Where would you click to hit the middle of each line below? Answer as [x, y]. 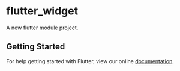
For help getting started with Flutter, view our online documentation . [90, 61]
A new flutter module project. [42, 28]
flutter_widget [42, 11]
